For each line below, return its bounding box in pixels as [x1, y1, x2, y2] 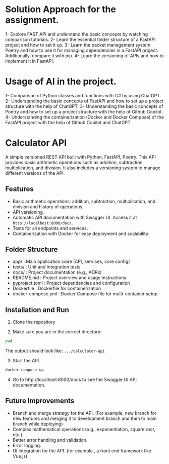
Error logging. [12, 442, 41, 448]
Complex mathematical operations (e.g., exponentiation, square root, [12, 426, 155, 432]
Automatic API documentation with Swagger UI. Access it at [12, 214, 137, 220]
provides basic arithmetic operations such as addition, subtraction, [5, 159, 144, 165]
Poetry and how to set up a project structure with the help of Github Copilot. [5, 108, 163, 114]
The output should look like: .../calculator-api [5, 348, 105, 354]
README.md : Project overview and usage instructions [12, 275, 127, 281]
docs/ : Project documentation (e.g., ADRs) [12, 269, 102, 276]
